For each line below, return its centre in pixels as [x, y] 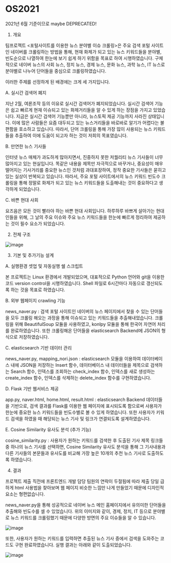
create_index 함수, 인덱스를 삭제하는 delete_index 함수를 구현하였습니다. [78, 378]
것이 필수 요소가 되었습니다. [38, 223]
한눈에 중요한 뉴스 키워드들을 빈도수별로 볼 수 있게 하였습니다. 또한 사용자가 [80, 412]
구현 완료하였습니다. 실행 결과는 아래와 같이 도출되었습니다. [73, 545]
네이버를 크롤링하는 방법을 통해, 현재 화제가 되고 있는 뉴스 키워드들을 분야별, [86, 52]
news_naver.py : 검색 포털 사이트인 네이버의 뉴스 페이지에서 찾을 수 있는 [77, 311]
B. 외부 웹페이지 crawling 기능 [35, 300]
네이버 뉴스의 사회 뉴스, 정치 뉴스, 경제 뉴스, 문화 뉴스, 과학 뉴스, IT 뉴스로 [92, 64]
